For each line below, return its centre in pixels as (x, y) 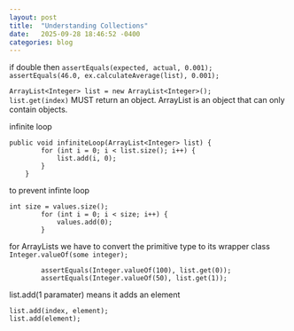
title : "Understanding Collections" (79, 26)
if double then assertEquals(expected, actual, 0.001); (111, 67)
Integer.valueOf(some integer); (69, 255)
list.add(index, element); (59, 311)
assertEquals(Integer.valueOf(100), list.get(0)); (136, 271)
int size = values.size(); (59, 207)
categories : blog (41, 42)
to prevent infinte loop (50, 191)
